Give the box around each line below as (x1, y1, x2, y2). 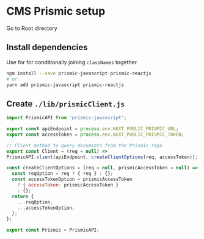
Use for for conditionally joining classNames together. (6, 58, 139, 65)
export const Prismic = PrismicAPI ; (6, 227, 100, 233)
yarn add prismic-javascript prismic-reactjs (6, 81, 124, 88)
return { (12, 193, 34, 199)
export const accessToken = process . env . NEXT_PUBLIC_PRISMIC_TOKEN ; (6, 131, 184, 138)
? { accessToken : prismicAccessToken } (17, 182, 119, 188)
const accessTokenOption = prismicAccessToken (12, 176, 133, 183)
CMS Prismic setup (6, 4, 106, 18)
